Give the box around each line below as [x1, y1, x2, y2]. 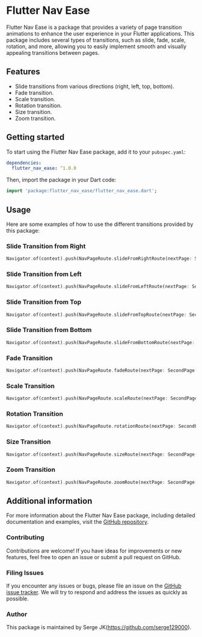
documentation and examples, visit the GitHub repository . [6, 518, 149, 526]
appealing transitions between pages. [6, 49, 100, 56]
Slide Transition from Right [6, 242, 86, 250]
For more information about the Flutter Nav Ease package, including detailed [6, 512, 195, 519]
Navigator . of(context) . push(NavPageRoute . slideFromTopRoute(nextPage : [6, 312, 187, 318]
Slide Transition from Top [6, 298, 82, 306]
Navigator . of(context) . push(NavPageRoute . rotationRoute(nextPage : [6, 423, 176, 430]
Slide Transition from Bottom [6, 326, 92, 334]
